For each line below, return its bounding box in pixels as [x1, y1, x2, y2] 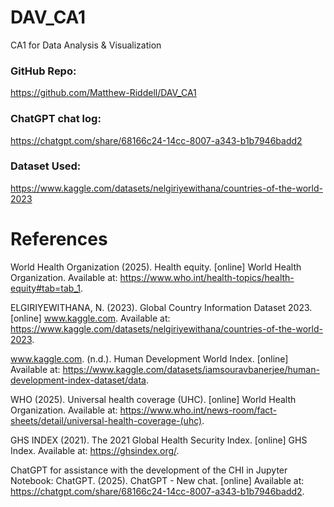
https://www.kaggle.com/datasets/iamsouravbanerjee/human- [62, 363, 320, 375]
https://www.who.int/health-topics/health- [119, 271, 295, 283]
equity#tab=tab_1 [10, 282, 81, 294]
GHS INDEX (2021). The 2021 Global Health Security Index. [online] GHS [10, 434, 308, 446]
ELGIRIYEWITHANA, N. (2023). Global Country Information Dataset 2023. [10, 301, 313, 313]
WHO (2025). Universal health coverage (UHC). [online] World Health [10, 393, 297, 405]
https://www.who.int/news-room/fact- [119, 404, 278, 416]
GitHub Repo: [10, 64, 77, 78]
